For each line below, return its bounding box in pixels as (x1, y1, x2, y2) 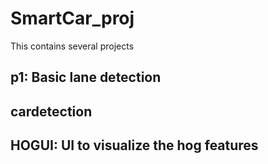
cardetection (10, 103, 93, 120)
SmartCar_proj (10, 7, 135, 30)
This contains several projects (10, 40, 135, 52)
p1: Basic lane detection (10, 69, 162, 86)
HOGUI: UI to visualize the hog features (10, 137, 259, 154)
